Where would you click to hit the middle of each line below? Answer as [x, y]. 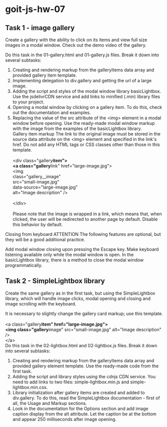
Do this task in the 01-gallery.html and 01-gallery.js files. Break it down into [82, 55]
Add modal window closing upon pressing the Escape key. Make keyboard [82, 249]
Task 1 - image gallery [40, 28]
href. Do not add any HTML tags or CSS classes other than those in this [86, 145]
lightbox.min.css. [30, 387]
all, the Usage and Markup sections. [50, 403]
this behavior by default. [38, 225]
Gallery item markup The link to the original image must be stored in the [86, 134]
